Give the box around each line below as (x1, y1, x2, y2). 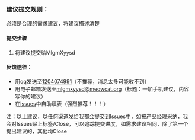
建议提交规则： (6, 5, 49, 13)
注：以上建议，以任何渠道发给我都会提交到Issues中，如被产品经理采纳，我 (6, 113, 188, 120)
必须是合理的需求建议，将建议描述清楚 (6, 20, 100, 27)
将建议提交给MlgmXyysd (14, 49, 75, 56)
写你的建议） (14, 93, 46, 100)
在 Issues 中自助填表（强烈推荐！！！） (14, 100, 109, 107)
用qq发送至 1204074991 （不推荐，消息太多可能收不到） (14, 78, 150, 85)
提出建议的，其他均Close (6, 128, 67, 135)
